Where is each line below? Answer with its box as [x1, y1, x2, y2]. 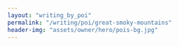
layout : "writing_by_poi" [7, 11, 91, 19]
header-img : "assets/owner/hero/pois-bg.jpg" [7, 26, 158, 34]
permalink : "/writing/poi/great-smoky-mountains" [7, 19, 173, 27]
